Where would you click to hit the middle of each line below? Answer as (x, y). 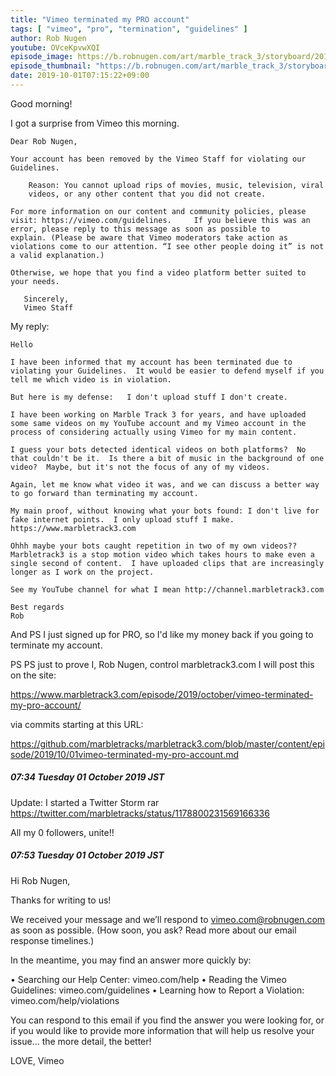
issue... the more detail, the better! (81, 1041)
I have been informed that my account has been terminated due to (151, 362)
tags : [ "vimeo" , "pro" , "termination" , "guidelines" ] (129, 29)
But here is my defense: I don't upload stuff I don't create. (149, 397)
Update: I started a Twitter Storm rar (85, 802)
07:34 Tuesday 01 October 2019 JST (87, 777)
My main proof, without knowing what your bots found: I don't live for (165, 511)
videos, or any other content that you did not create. (147, 194)
